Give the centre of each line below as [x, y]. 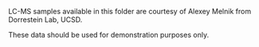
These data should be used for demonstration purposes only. [109, 35]
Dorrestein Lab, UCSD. [45, 20]
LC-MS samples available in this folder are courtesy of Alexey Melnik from [130, 11]
